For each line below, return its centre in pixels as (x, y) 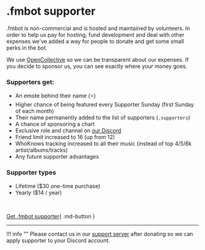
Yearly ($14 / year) (38, 192)
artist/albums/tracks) (41, 150)
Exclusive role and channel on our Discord (68, 131)
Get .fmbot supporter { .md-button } (51, 216)
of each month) (34, 111)
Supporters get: (31, 82)
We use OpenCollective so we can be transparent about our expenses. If (98, 59)
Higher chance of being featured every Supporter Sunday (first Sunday (104, 105)
